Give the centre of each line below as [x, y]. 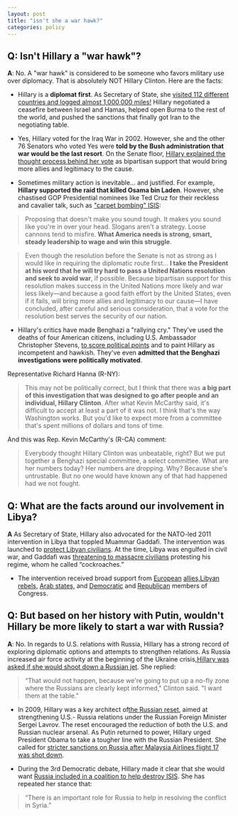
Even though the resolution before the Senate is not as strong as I [120, 256]
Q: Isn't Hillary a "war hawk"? [74, 56]
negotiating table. [43, 125]
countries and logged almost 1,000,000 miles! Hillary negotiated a [114, 102]
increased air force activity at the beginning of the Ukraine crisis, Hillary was [118, 659]
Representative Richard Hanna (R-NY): [64, 374]
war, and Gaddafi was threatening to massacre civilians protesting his [109, 557]
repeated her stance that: [55, 783]
